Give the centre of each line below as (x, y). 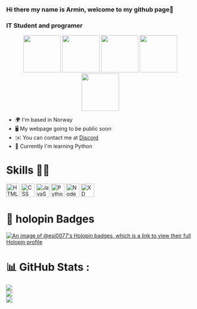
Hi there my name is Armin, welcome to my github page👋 (90, 10)
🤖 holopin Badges (50, 219)
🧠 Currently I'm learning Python (53, 146)
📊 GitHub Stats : (48, 267)
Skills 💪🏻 (28, 170)
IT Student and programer (44, 25)
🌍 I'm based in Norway (44, 120)
